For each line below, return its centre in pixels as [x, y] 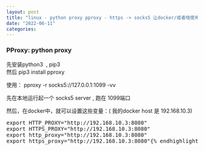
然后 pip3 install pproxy [36, 72]
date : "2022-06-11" [31, 23]
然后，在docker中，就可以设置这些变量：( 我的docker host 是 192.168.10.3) [99, 111]
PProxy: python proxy [39, 51]
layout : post [23, 12]
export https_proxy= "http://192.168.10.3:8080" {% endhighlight [102, 141]
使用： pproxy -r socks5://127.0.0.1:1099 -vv [61, 85]
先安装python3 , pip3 [33, 64]
